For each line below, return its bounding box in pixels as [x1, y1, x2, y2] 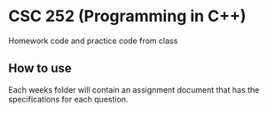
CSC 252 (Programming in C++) [8, 6, 247, 26]
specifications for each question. [8, 94, 129, 104]
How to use [8, 61, 72, 76]
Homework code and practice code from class [8, 35, 178, 46]
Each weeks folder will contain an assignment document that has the [8, 84, 260, 94]
